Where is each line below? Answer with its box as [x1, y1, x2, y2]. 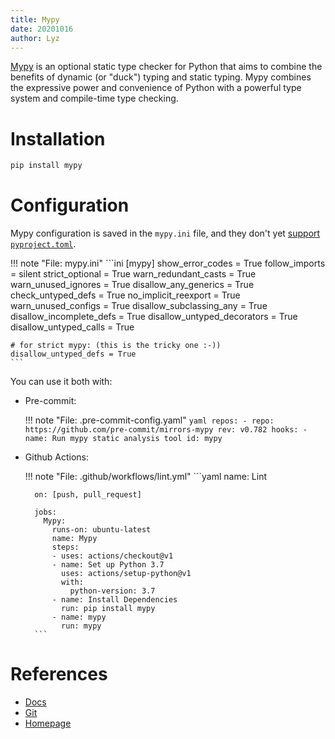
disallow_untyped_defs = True [10, 349, 137, 360]
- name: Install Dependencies [51, 595, 178, 605]
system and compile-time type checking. [10, 92, 179, 105]
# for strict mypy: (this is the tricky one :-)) [10, 341, 222, 351]
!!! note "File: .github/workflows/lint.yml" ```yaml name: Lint [24, 471, 268, 483]
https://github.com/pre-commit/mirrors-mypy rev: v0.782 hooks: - [24, 425, 308, 435]
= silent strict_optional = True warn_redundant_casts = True [10, 268, 257, 280]
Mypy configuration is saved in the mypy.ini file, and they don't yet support [10, 227, 321, 240]
